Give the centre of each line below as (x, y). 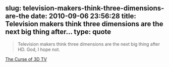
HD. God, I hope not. (39, 49)
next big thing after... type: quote (58, 32)
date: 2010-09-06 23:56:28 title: (83, 16)
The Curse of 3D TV (26, 59)
